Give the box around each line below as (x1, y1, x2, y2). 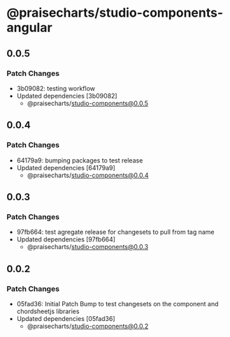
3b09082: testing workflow (16, 84, 96, 92)
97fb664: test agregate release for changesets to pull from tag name (16, 228, 215, 237)
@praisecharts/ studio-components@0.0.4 (27, 171, 149, 179)
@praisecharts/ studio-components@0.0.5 (27, 99, 148, 107)
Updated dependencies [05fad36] (16, 314, 116, 322)
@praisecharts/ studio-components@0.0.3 (27, 243, 148, 251)
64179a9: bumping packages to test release (16, 156, 143, 165)
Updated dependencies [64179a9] (16, 163, 116, 172)
